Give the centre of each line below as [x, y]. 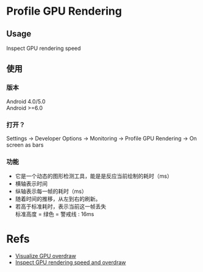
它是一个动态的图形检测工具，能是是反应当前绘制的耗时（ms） [94, 176]
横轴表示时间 [31, 184]
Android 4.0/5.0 [26, 101]
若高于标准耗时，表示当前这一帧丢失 [61, 207]
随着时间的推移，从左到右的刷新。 [58, 199]
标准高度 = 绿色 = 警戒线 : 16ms [55, 214]
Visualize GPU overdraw [45, 256]
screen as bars [25, 145]
